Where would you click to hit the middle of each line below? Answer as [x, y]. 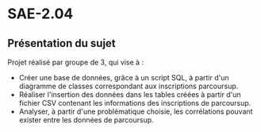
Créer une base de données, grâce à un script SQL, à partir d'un [124, 78]
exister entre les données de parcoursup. [86, 120]
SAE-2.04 [40, 14]
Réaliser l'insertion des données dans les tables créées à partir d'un [130, 95]
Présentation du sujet [61, 43]
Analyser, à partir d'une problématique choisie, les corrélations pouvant [136, 111]
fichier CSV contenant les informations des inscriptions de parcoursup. [135, 103]
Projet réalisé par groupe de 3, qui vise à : [76, 62]
